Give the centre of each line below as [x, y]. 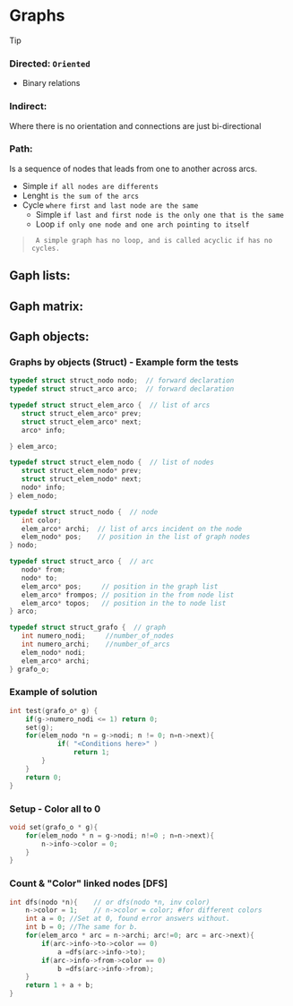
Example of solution [54, 692]
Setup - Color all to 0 [55, 809]
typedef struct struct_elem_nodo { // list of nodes [112, 462]
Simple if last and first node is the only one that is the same [160, 214]
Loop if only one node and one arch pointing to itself [142, 224]
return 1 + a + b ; [60, 985]
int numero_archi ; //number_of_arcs [95, 645]
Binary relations [51, 83]
